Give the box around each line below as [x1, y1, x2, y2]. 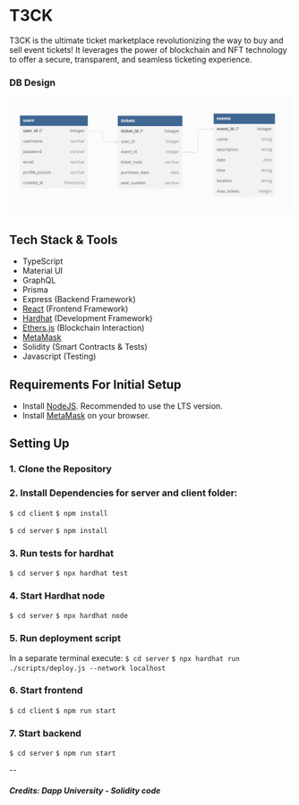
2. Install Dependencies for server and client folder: [9, 487, 238, 499]
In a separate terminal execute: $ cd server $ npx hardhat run [9, 652, 240, 663]
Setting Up [9, 436, 70, 452]
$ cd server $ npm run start [9, 749, 116, 758]
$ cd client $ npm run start [9, 706, 116, 716]
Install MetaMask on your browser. [21, 411, 150, 421]
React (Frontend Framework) [21, 303, 129, 314]
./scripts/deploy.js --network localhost [9, 664, 167, 673]
